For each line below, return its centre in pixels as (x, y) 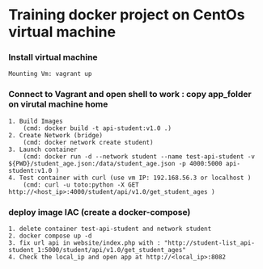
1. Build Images (36, 121)
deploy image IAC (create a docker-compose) (100, 212)
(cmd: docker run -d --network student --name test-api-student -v (139, 156)
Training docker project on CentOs (127, 15)
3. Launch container (43, 149)
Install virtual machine (53, 57)
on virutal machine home (58, 104)
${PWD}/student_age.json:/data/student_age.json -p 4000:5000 (115, 163)
